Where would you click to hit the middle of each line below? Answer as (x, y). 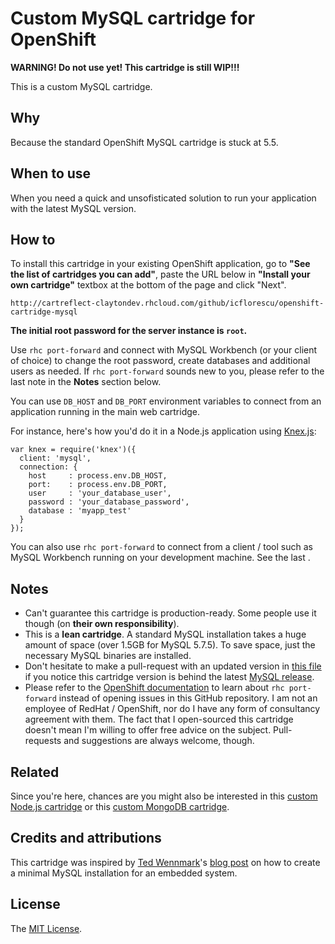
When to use (51, 173)
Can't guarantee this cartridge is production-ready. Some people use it (170, 613)
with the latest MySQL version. (73, 208)
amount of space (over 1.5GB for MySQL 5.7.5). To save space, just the (170, 645)
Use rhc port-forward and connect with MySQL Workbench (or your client (164, 350)
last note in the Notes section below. (86, 382)
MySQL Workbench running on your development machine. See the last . (160, 558)
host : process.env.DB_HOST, (98, 476)
